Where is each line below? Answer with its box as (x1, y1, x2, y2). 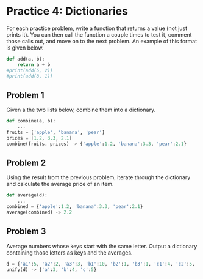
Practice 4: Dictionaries (6, 4, 128, 18)
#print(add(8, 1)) (6, 73, 53, 79)
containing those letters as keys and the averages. (6, 249, 133, 256)
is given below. (6, 44, 44, 51)
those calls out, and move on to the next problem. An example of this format (6, 37, 198, 45)
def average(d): (6, 192, 48, 198)
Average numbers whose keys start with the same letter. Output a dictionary (6, 242, 198, 250)
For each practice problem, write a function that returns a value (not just (6, 24, 188, 32)
